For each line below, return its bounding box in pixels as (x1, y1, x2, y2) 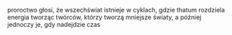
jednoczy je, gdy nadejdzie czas (7, 21, 101, 28)
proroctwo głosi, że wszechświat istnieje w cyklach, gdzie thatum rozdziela (7, 6, 225, 14)
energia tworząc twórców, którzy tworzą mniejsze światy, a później (7, 13, 202, 21)
